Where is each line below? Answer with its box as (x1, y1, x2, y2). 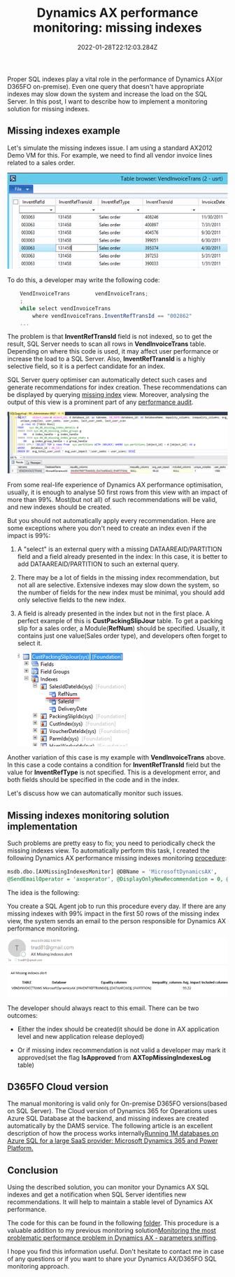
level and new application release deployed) (17, 1032, 145, 1040)
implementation (7, 821, 78, 832)
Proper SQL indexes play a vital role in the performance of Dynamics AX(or (7, 75, 223, 83)
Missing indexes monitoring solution (7, 809, 170, 821)
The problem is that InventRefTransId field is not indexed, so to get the (7, 333, 213, 341)
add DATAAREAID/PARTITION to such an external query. (17, 560, 180, 568)
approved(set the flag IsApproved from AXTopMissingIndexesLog (17, 1053, 211, 1061)
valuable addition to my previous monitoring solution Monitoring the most (7, 1227, 217, 1235)
